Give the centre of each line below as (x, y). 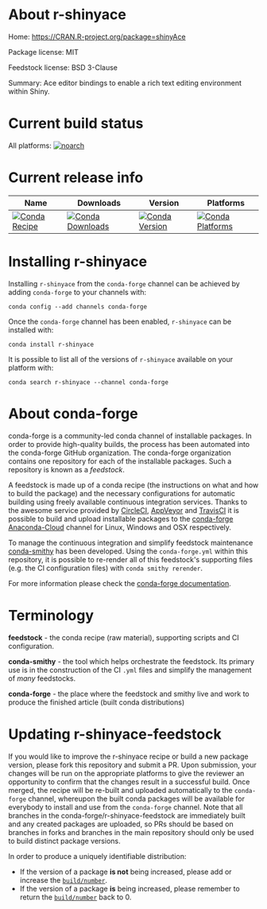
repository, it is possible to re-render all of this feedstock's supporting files (130, 559)
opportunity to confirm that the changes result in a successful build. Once (129, 782)
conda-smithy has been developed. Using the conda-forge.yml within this (128, 551)
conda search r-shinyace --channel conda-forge (89, 382)
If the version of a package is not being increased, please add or (126, 872)
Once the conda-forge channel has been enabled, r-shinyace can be (120, 321)
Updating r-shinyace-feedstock (115, 734)
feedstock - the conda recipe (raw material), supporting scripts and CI (124, 637)
